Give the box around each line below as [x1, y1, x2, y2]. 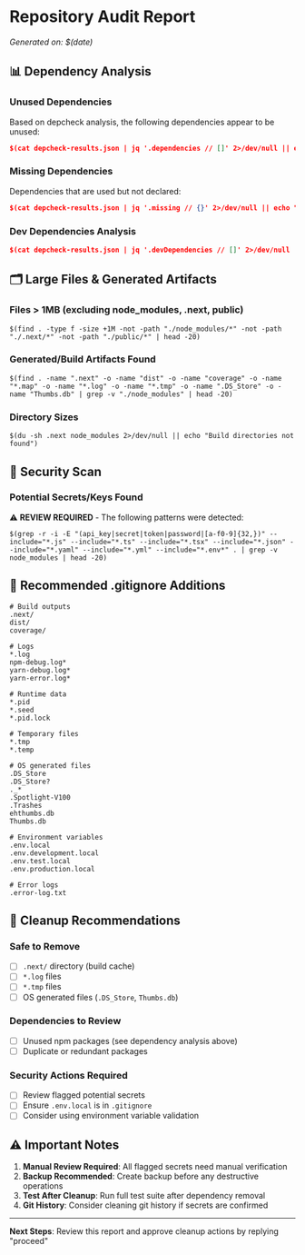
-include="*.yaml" [9, 545, 79, 554]
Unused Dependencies [9, 95, 113, 108]
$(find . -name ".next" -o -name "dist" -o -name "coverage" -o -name [9, 374, 282, 383]
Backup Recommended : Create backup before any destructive [22, 1170, 259, 1182]
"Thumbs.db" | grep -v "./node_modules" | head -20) [29, 389, 233, 399]
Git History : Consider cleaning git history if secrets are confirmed [22, 1200, 269, 1210]
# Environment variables [9, 832, 103, 842]
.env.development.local [9, 848, 100, 858]
